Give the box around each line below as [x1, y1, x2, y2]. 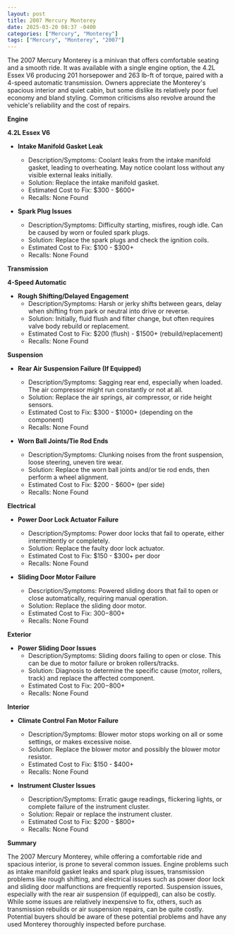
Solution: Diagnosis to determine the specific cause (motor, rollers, [28, 666, 222, 675]
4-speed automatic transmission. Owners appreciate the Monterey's [7, 78, 206, 87]
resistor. [28, 753, 52, 761]
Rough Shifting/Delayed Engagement [17, 292, 129, 300]
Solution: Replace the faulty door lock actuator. [28, 544, 165, 553]
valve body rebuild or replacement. [28, 322, 131, 331]
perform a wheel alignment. [28, 473, 109, 481]
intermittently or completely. [28, 536, 111, 545]
